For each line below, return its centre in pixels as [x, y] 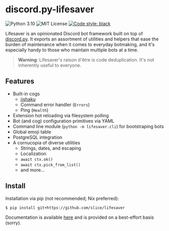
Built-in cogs [26, 94]
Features [20, 81]
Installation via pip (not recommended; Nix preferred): [62, 198]
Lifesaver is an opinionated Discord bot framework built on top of [74, 33]
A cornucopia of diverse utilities [46, 142]
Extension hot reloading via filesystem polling [61, 115]
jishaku [28, 99]
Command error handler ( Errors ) [55, 104]
